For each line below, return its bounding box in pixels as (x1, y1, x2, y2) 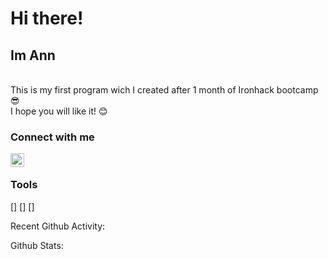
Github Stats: (10, 239, 64, 251)
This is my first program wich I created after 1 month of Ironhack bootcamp (10, 84, 319, 96)
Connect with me (10, 130, 95, 144)
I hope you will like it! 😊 (10, 105, 108, 117)
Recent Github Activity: (10, 220, 106, 232)
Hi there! (10, 7, 84, 30)
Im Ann (10, 47, 56, 64)
